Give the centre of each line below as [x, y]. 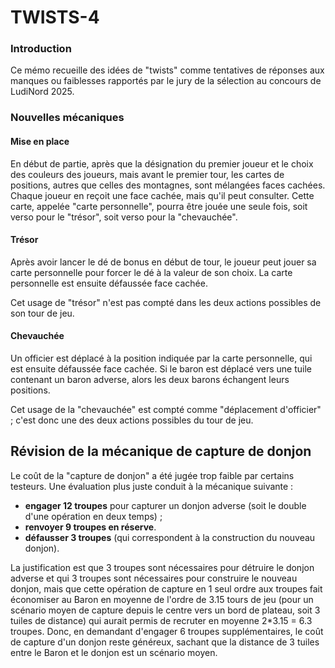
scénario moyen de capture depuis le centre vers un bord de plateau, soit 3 [165, 610]
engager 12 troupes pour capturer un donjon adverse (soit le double [165, 505]
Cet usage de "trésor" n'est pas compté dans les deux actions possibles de [166, 302]
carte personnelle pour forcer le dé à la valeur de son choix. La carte [151, 272]
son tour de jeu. [42, 313]
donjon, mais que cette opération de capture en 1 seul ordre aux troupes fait [166, 588]
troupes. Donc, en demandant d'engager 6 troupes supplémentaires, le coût [167, 631]
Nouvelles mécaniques [67, 118]
